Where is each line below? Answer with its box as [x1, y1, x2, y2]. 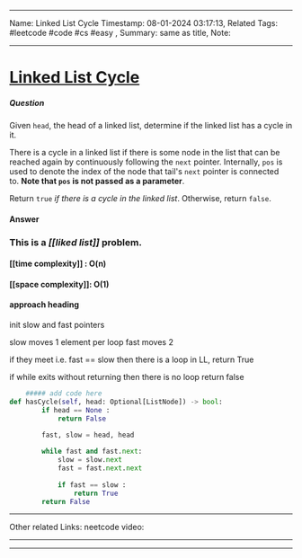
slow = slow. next [57, 456, 123, 465]
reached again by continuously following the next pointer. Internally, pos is [9, 156, 283, 167]
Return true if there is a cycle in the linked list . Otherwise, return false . [9, 193, 271, 204]
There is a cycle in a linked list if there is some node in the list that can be [9, 147, 280, 158]
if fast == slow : [57, 480, 127, 490]
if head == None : [41, 405, 111, 414]
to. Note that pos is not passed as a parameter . [9, 176, 185, 187]
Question [9, 97, 45, 108]
